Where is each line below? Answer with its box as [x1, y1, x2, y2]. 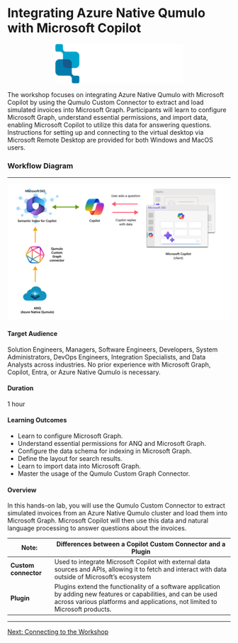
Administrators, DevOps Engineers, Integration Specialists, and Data [7, 352, 206, 361]
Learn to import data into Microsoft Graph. [17, 462, 142, 470]
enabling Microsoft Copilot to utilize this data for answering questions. [7, 121, 212, 129]
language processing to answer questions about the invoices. [7, 524, 187, 532]
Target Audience [7, 329, 58, 337]
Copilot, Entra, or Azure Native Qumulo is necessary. [7, 367, 161, 376]
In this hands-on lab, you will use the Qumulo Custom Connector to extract [7, 501, 225, 510]
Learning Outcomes [7, 416, 67, 425]
